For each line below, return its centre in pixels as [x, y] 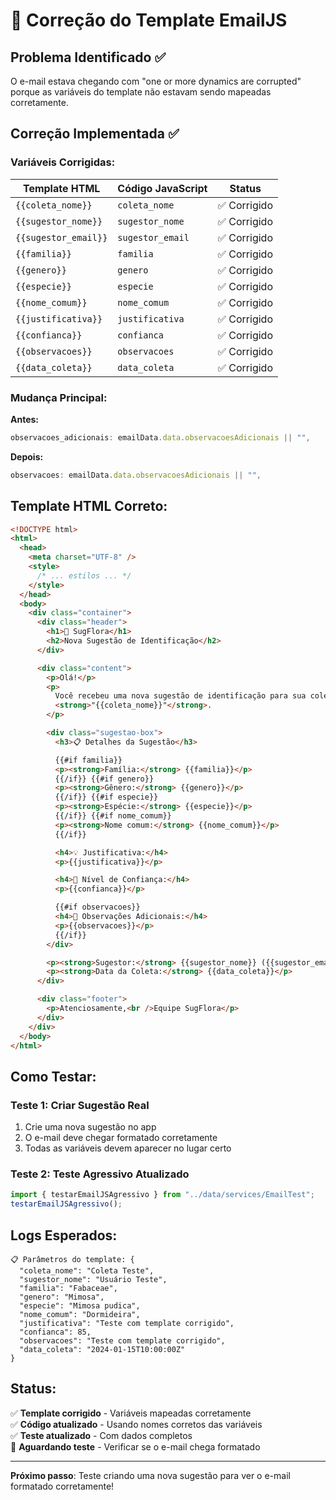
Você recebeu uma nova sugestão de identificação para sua [180, 696]
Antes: [25, 419]
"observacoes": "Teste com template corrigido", [122, 1340]
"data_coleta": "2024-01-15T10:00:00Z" [102, 1349]
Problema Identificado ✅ [88, 57]
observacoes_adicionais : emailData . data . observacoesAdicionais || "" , [160, 437]
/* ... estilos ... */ [84, 575]
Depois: [27, 456]
